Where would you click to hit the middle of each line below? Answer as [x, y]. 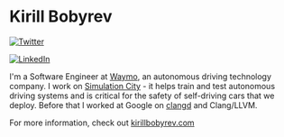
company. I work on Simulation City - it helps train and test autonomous [142, 86]
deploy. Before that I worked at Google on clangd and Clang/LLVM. [133, 105]
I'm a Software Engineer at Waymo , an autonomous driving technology [141, 76]
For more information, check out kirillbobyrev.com [102, 123]
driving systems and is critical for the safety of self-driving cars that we [142, 96]
